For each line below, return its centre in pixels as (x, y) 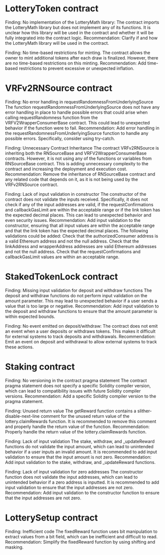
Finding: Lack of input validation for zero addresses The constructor (74, 472)
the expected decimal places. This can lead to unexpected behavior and (78, 215)
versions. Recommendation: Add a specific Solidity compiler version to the (81, 396)
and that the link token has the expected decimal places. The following (77, 231)
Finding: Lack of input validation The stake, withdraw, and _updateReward (80, 441)
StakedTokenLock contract (62, 277)
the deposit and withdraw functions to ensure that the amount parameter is (81, 311)
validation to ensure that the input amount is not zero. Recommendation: (78, 457)
